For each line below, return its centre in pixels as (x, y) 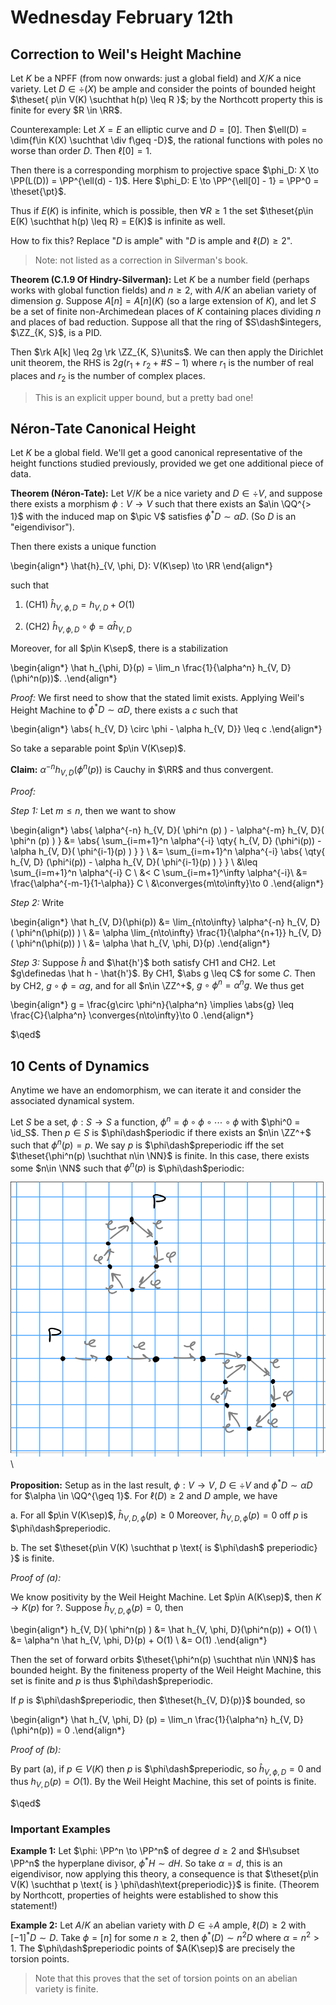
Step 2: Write (37, 902)
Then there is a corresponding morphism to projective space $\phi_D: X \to (165, 170)
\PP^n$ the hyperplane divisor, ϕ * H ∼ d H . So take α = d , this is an (146, 1863)
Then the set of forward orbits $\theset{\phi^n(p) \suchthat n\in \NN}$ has (163, 1659)
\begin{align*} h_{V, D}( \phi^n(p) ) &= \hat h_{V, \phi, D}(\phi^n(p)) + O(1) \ (164, 1629)
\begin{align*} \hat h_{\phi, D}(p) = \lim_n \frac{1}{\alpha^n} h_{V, (144, 667)
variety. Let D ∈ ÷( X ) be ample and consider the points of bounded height (163, 89)
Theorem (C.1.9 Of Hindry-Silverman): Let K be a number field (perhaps (160, 279)
